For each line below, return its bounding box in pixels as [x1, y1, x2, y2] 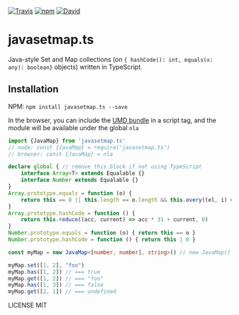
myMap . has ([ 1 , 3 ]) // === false [8, 282, 104, 289]
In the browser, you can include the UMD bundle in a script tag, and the [8, 116, 217, 124]
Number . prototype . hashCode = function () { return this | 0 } [8, 236, 196, 243]
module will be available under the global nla [8, 123, 139, 132]
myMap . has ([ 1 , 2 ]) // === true [8, 268, 101, 275]
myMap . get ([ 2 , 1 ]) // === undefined [8, 288, 116, 295]
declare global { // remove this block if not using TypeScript [8, 164, 202, 171]
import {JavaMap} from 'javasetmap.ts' [8, 137, 126, 144]
